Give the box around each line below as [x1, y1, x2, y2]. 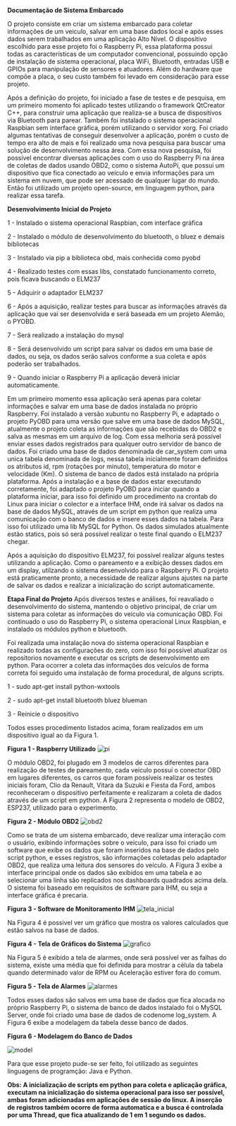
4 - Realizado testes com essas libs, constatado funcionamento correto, [7, 267, 217, 275]
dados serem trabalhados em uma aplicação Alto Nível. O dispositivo [7, 35, 207, 43]
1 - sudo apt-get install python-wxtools [7, 683, 120, 690]
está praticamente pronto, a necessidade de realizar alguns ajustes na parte [7, 574, 228, 582]
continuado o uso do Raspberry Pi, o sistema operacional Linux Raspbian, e [7, 617, 227, 625]
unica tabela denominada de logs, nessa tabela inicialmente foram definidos [7, 455, 228, 463]
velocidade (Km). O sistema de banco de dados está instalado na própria [7, 470, 219, 478]
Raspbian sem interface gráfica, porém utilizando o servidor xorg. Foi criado [7, 124, 228, 132]
